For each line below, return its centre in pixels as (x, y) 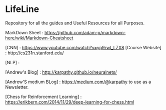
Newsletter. (17, 87)
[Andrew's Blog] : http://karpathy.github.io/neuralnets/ (61, 72)
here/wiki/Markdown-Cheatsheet (39, 38)
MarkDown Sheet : (24, 32)
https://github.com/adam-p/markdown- (85, 32)
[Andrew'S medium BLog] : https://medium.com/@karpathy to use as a (78, 82)
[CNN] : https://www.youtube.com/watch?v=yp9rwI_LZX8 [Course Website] (83, 47)
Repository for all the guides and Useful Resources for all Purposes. (75, 23)
